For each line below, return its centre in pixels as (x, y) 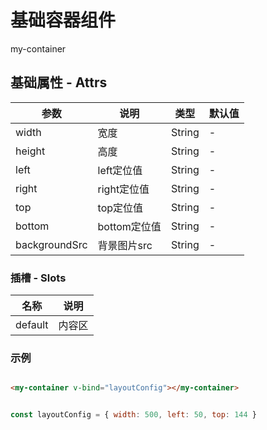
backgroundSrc (51, 244)
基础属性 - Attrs (59, 82)
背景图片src (125, 245)
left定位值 (120, 170)
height (30, 151)
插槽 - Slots (38, 278)
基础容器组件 (63, 20)
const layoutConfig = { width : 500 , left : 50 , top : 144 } (133, 415)
